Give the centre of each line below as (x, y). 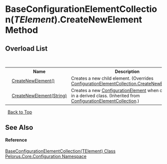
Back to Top (20, 112)
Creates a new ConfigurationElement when (115, 90)
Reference (16, 140)
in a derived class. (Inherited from (106, 96)
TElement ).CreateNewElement (78, 20)
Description (127, 71)
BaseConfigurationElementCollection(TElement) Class (60, 151)
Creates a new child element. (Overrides (112, 78)
